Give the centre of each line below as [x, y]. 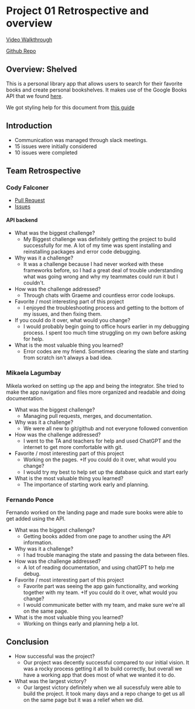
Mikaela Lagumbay [34, 373]
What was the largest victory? [50, 681]
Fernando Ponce [30, 499]
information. [38, 543]
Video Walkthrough [29, 39]
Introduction [29, 126]
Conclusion [28, 642]
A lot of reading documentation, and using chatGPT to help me [99, 568]
